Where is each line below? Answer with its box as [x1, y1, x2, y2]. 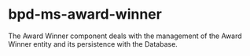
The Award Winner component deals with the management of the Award [8, 31, 242, 40]
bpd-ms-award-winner [8, 5, 163, 23]
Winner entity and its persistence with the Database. [8, 39, 178, 48]
